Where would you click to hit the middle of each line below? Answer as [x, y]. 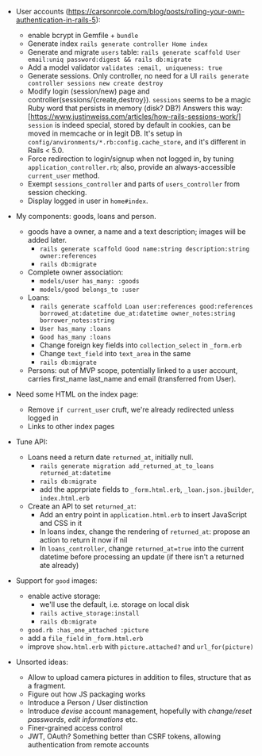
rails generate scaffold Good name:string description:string [144, 249]
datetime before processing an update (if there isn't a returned [142, 557]
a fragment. [46, 686]
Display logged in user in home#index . [88, 201]
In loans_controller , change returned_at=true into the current [142, 548]
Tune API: [31, 442]
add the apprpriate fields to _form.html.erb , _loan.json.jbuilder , [146, 489]
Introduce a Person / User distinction [88, 702]
